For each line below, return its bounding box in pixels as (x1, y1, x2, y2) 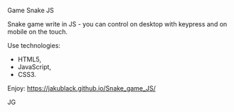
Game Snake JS (7, 6, 55, 14)
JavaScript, (17, 63, 52, 71)
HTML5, (17, 55, 41, 63)
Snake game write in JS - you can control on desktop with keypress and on (7, 20, 228, 28)
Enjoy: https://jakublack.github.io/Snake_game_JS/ (7, 84, 156, 92)
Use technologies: (7, 41, 60, 49)
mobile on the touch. (7, 28, 68, 36)
